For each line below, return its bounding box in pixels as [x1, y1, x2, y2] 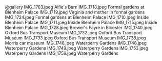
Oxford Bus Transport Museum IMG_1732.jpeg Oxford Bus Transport [5, 30, 142, 35]
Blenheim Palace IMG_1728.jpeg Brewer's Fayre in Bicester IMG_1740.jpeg [5, 25, 153, 30]
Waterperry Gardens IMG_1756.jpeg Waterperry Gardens [5, 50, 119, 56]
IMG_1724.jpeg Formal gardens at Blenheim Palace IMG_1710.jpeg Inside [5, 15, 149, 20]
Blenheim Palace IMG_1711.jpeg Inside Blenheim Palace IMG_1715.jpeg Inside [5, 19, 158, 25]
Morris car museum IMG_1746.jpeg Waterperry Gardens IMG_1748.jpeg [5, 40, 147, 46]
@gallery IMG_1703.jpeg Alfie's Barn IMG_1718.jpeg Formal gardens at [5, 4, 145, 10]
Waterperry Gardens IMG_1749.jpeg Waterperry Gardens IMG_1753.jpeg [5, 46, 149, 51]
